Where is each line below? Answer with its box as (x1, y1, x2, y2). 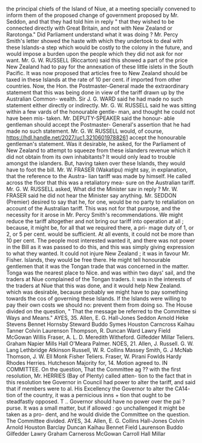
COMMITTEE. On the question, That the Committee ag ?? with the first (6, 366, 181, 373)
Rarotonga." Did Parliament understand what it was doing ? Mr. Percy (6, 31, 178, 38)
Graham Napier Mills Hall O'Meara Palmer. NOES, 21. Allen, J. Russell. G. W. (6, 340, 194, 347)
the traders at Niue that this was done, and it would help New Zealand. (6, 282, 182, 289)
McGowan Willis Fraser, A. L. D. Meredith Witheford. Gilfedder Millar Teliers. (6, 333, 195, 341)
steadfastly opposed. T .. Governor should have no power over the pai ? (6, 398, 186, 405)
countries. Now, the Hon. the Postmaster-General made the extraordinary (6, 82, 189, 90)
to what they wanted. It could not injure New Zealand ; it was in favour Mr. (6, 250, 191, 257)
